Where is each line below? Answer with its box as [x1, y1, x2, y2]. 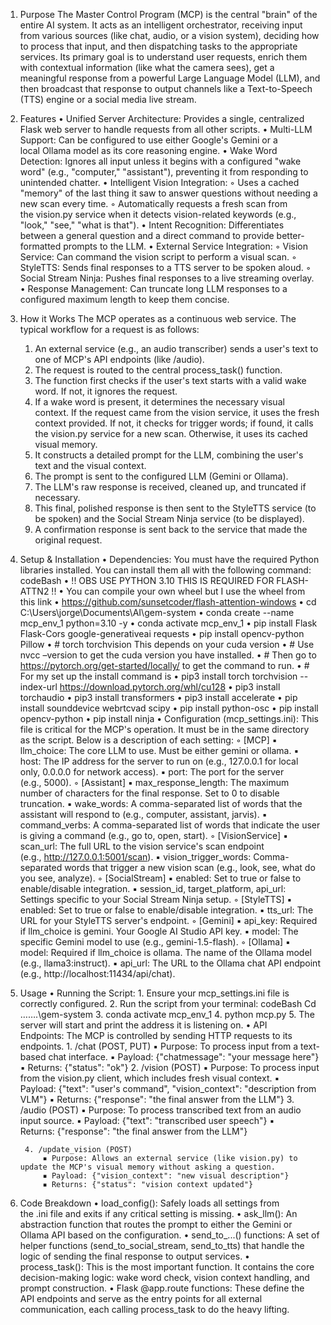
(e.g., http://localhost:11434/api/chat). [19, 968, 176, 979]
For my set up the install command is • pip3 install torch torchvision [19, 670, 298, 682]
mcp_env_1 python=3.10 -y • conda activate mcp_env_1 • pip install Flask [19, 617, 318, 629]
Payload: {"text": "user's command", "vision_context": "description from [19, 1083, 317, 1094]
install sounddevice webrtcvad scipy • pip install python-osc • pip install [19, 702, 319, 714]
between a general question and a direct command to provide [19, 230, 275, 241]
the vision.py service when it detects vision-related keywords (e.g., [19, 209, 297, 220]
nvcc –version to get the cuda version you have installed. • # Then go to [19, 649, 317, 661]
